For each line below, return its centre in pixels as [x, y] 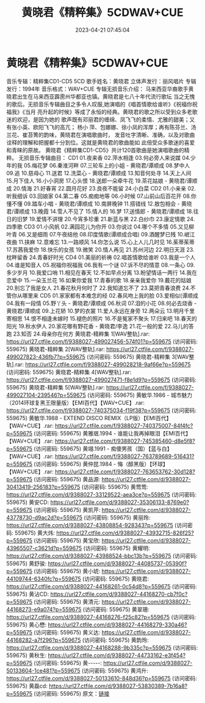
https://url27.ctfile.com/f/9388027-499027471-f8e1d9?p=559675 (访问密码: [102, 380]
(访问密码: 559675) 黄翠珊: [116, 609]
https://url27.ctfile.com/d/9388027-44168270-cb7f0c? [119, 594]
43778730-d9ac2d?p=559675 [45, 517]
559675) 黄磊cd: [27, 686]
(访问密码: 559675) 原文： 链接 [71, 693]
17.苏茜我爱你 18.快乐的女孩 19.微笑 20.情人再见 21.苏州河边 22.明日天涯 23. [100, 249]
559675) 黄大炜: [35, 533]
